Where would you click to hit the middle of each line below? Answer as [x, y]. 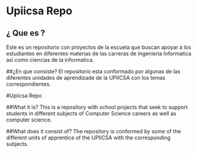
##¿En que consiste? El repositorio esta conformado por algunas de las [93, 71]
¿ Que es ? [26, 33]
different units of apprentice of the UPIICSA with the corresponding [88, 138]
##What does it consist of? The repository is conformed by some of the [93, 131]
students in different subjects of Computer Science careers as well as [91, 113]
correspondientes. [29, 84]
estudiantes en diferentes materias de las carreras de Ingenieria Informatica [99, 54]
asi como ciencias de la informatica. [50, 60]
